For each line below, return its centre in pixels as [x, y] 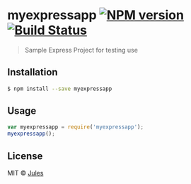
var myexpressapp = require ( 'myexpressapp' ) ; [75, 127]
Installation [33, 72]
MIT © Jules [25, 173]
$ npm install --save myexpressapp [60, 89]
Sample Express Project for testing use [81, 50]
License [25, 156]
